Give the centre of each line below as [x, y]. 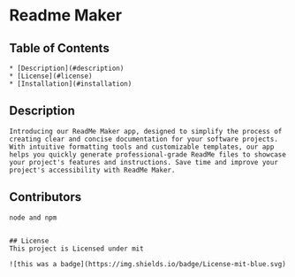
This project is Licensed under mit [76, 249]
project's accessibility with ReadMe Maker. [92, 170]
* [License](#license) [51, 76]
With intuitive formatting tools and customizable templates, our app [142, 147]
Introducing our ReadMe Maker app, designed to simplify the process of [146, 131]
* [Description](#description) [67, 68]
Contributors [45, 197]
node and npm [33, 218]
